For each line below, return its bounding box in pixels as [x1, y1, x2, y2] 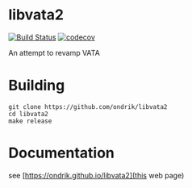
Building [8, 77, 65, 94]
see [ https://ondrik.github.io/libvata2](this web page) [8, 170, 185, 180]
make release [8, 117, 52, 125]
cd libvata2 [8, 110, 48, 118]
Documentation [8, 144, 115, 162]
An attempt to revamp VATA [8, 48, 101, 57]
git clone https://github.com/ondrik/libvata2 [8, 102, 168, 111]
